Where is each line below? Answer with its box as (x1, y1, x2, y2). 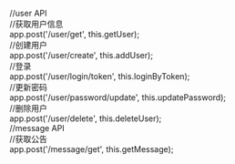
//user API (9, 8, 47, 18)
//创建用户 (9, 40, 48, 50)
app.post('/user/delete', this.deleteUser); (9, 113, 162, 124)
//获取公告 (9, 134, 48, 144)
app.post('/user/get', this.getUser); (9, 29, 139, 39)
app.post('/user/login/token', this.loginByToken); (9, 71, 190, 81)
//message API (9, 123, 66, 133)
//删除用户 (9, 103, 48, 113)
